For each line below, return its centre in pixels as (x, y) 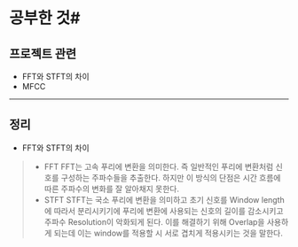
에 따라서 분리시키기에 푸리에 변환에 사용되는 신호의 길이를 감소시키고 (164, 211)
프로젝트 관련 (43, 54)
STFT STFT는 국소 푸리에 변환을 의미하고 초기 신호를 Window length (165, 199)
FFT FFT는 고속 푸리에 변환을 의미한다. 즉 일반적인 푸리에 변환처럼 (159, 166)
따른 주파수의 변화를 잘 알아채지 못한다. (112, 189)
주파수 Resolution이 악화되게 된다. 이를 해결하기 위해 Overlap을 (154, 221)
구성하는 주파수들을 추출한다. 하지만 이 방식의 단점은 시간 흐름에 (171, 177)
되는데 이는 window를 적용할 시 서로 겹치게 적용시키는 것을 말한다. (169, 233)
